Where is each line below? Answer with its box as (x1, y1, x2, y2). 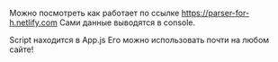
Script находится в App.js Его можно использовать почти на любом (9, 35, 270, 45)
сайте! (9, 44, 34, 55)
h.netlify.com (9, 17, 58, 28)
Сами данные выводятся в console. (59, 17, 196, 28)
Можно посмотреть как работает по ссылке (9, 8, 180, 18)
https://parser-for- (181, 8, 250, 18)
